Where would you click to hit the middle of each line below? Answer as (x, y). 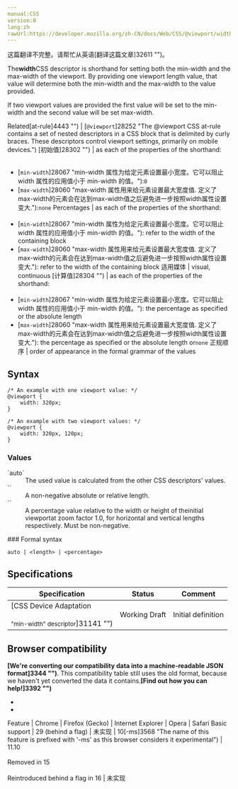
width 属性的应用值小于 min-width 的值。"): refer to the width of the (116, 233)
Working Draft (143, 615)
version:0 (22, 21)
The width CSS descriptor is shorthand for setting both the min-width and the (119, 69)
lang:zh (19, 27)
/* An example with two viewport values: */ (74, 422)
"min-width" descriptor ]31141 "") (62, 623)
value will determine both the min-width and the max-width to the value (112, 84)
